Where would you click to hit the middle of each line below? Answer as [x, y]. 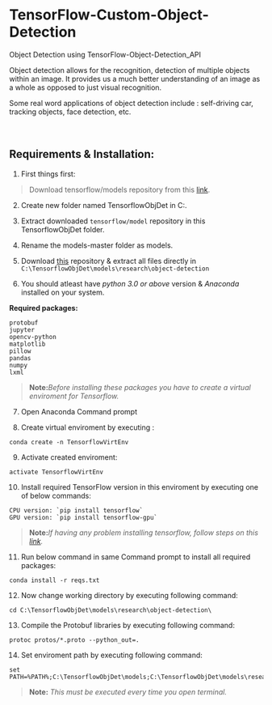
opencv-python [33, 337]
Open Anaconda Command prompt [79, 411]
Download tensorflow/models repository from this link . [119, 189]
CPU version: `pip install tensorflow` [76, 510]
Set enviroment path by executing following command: [111, 655]
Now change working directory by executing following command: [130, 595]
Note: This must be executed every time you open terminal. [128, 692]
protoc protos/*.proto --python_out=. [74, 640]
